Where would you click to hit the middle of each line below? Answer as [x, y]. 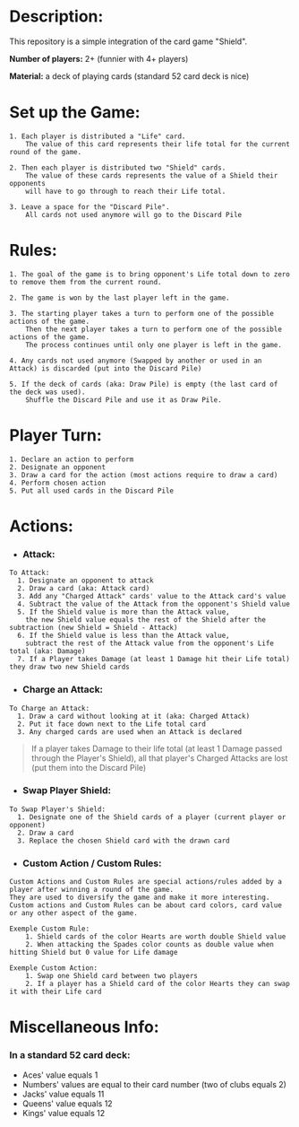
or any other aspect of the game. [74, 913]
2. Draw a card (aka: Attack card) [84, 589]
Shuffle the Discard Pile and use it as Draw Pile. [124, 400]
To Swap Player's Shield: [57, 809]
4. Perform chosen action [57, 483]
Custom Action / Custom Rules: [92, 863]
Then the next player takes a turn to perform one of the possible [154, 329]
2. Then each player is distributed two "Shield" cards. [118, 168]
